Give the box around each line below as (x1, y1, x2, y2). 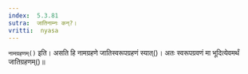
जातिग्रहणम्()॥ (8, 57, 45, 67)
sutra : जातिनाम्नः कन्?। (8, 19, 77, 27)
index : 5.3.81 (8, 11, 59, 20)
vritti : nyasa (8, 26, 59, 34)
